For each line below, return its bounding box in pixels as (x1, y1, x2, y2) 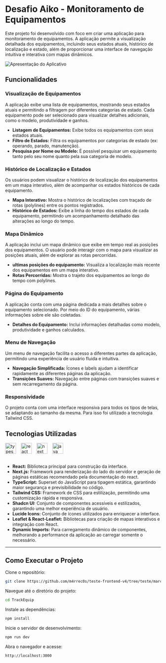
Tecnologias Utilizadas (5, 430, 77, 438)
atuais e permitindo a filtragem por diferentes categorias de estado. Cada (5, 107, 155, 112)
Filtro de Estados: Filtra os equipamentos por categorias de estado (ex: (12, 137, 158, 143)
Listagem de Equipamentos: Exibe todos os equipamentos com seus (12, 127, 154, 133)
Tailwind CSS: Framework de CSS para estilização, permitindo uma (12, 490, 150, 496)
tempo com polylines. (12, 277, 57, 283)
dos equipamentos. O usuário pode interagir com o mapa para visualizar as (5, 247, 158, 253)
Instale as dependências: (5, 606, 56, 612)
